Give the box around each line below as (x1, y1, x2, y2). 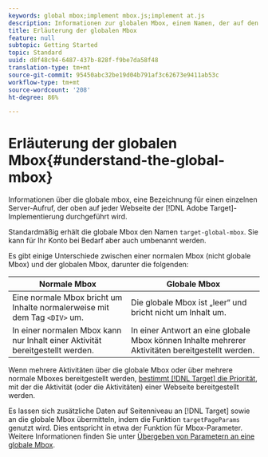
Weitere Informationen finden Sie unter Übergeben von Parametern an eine (8, 431, 255, 441)
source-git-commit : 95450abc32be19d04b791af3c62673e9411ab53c (8, 71, 219, 79)
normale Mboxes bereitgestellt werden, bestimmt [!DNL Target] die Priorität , (8, 374, 258, 384)
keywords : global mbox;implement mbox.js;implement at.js (8, 11, 205, 20)
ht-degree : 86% (8, 93, 59, 101)
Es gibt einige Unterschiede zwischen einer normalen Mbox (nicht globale (8, 251, 251, 261)
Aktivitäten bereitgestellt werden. (131, 345, 255, 356)
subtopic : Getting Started (8, 41, 98, 49)
